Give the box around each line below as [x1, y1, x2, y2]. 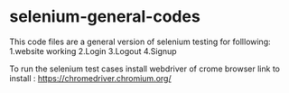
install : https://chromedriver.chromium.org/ [9, 72, 172, 83]
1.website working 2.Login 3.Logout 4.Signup [9, 45, 178, 56]
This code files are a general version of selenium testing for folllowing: [9, 36, 271, 47]
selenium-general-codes [9, 6, 200, 27]
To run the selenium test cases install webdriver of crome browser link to [9, 63, 280, 74]
